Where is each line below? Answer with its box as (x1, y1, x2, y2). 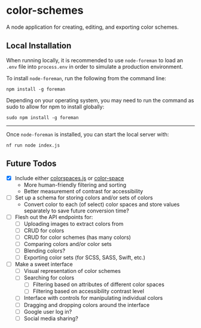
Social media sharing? (23, 315, 79, 322)
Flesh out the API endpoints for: (14, 213, 93, 220)
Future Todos (6, 159, 57, 169)
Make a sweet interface (14, 261, 73, 268)
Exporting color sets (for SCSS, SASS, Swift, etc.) (23, 254, 145, 261)
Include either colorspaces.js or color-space (14, 174, 124, 181)
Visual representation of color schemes (23, 268, 121, 275)
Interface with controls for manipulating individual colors (23, 294, 163, 302)
